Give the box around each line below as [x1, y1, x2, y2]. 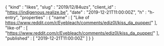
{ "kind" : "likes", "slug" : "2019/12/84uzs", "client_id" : [5, 4, 116, 10]
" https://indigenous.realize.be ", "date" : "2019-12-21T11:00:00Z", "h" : [5, 9, 147, 15]
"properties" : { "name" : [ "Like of [19, 15, 90, 20]
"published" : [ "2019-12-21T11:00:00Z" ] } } [5, 35, 94, 41]
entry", [5, 15, 19, 20]
